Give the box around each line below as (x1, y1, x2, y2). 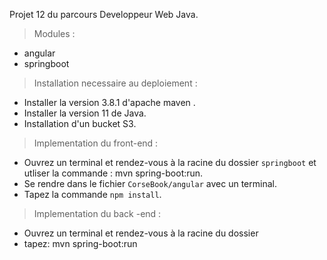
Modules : (33, 28, 76, 39)
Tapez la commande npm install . (23, 189, 162, 200)
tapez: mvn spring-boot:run (23, 238, 138, 249)
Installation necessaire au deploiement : (33, 77, 198, 89)
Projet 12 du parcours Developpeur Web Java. (9, 9, 199, 20)
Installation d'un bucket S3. (23, 118, 137, 129)
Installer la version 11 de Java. (23, 107, 147, 119)
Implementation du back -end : (33, 208, 162, 219)
